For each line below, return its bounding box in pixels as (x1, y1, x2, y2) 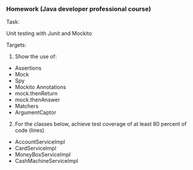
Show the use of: (14, 53, 57, 60)
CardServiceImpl (14, 145, 57, 152)
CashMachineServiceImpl (14, 157, 79, 165)
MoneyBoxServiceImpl (14, 151, 71, 158)
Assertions (14, 64, 42, 72)
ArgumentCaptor (14, 109, 57, 116)
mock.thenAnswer (14, 96, 60, 103)
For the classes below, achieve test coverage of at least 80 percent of (14, 120, 187, 128)
